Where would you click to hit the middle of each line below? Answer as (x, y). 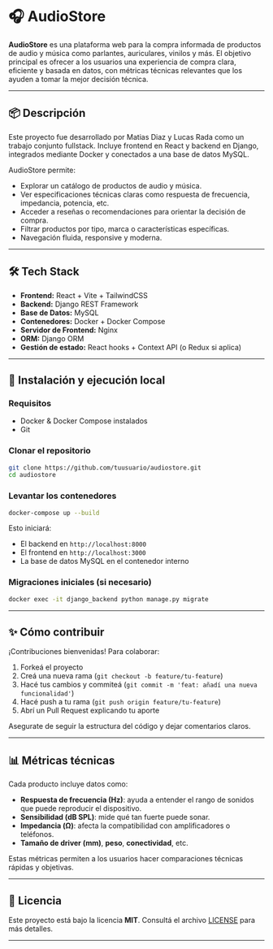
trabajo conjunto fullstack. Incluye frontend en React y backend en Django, (134, 145)
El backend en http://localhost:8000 (83, 544)
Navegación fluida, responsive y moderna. (91, 237)
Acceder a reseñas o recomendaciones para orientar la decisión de (133, 211)
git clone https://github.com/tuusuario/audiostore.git (105, 468)
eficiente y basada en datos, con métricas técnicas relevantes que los (125, 70)
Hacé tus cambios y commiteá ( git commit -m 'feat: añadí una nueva (139, 685)
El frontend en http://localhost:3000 (83, 552)
